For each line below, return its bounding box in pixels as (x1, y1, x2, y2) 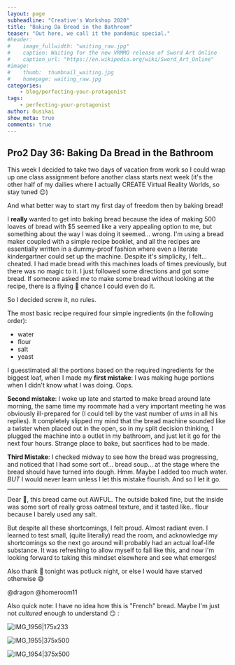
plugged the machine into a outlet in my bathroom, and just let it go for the (7, 432, 222, 440)
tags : (7, 95, 23, 102)
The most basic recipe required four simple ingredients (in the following (7, 309, 213, 317)
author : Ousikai (7, 108, 55, 115)
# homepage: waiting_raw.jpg (7, 75, 101, 83)
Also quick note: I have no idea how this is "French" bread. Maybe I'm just (7, 602, 220, 610)
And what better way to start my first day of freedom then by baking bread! (7, 201, 224, 210)
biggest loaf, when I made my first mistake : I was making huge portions (7, 373, 215, 382)
